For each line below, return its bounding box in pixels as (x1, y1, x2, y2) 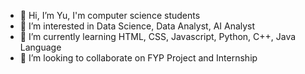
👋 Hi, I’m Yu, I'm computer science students (19, 10, 201, 21)
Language (19, 41, 62, 53)
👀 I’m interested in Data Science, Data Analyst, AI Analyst (19, 20, 256, 32)
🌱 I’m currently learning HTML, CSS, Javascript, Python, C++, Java (19, 31, 297, 42)
